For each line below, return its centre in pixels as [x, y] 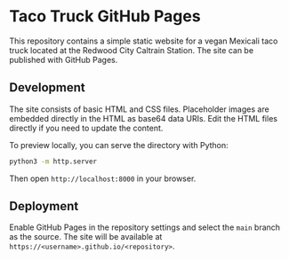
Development [48, 87]
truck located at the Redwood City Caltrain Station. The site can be [132, 50]
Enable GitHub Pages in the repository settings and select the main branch [145, 227]
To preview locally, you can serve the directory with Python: [119, 145]
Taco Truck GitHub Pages [105, 16]
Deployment [44, 206]
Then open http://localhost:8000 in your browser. [103, 178]
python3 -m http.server [53, 162]
